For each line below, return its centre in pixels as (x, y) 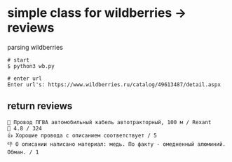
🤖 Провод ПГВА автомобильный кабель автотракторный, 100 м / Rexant (109, 122)
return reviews (40, 106)
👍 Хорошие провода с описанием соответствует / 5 (82, 135)
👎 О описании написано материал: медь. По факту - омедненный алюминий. (117, 144)
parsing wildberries (35, 47)
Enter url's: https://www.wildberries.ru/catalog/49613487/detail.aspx (114, 85)
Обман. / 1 (23, 152)
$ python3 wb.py (31, 66)
